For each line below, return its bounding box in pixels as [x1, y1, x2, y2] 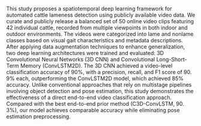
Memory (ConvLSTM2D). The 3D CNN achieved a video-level [20, 62, 173, 69]
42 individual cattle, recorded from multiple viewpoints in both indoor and [6, 24, 188, 31]
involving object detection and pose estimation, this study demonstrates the [6, 88, 194, 94]
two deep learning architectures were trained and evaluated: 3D [6, 50, 164, 56]
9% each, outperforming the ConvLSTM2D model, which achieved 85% [6, 75, 184, 82]
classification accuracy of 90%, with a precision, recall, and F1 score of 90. [6, 69, 192, 75]
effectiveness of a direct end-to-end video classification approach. [6, 94, 172, 101]
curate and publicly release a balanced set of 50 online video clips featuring [6, 18, 194, 24]
